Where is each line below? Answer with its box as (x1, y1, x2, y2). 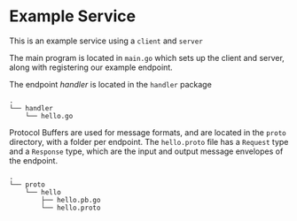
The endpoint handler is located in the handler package (9, 79, 213, 89)
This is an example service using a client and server (9, 35, 204, 46)
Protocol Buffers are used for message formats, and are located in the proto (9, 126, 286, 138)
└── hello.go (25, 111, 74, 120)
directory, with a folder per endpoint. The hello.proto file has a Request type (9, 136, 289, 147)
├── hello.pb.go (41, 195, 101, 204)
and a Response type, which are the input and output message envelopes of (9, 146, 284, 156)
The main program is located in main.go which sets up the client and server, (9, 52, 285, 63)
